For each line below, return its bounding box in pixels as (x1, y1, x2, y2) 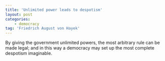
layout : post (5, 12, 33, 17)
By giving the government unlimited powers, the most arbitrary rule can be (5, 39, 160, 45)
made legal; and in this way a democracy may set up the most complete (5, 45, 155, 51)
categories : (5, 16, 30, 21)
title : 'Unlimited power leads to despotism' (5, 7, 102, 12)
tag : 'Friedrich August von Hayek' (5, 26, 80, 31)
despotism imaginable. (5, 50, 52, 56)
